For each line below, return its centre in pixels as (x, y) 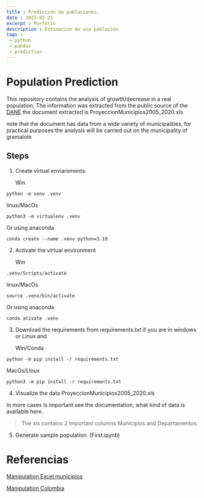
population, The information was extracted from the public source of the (97, 105)
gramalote (19, 137)
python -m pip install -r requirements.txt (63, 359)
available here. (25, 411)
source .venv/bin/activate (41, 296)
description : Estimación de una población (63, 29)
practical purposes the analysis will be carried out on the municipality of (97, 130)
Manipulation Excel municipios (45, 477)
